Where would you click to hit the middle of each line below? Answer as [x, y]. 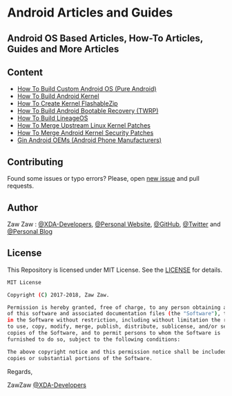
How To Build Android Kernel [58, 96]
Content [25, 72]
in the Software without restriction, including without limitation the [114, 320]
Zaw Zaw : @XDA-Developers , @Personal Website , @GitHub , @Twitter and [114, 224]
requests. [21, 186]
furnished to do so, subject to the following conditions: [94, 339]
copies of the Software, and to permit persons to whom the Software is [114, 333]
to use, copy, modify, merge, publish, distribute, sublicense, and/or [112, 327]
